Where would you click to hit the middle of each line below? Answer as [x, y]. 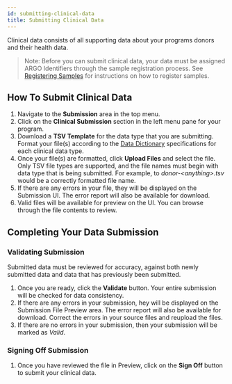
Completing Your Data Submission [83, 232]
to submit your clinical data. [57, 373]
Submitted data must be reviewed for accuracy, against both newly [103, 267]
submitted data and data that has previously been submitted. [94, 274]
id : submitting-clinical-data [51, 14]
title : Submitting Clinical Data [56, 20]
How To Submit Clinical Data [70, 97]
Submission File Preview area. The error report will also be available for [119, 310]
